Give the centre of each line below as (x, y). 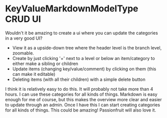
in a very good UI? (24, 38)
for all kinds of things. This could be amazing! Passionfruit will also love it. (81, 110)
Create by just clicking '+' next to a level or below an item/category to (83, 58)
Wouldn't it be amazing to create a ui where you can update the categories (82, 33)
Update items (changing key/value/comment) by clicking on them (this (84, 69)
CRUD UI (23, 19)
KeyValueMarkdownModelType (72, 9)
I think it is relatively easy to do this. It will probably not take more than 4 (79, 89)
